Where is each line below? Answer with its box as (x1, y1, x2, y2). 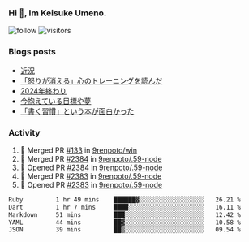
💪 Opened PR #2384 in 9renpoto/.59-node (19, 162, 163, 172)
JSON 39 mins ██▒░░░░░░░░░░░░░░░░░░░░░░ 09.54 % (8, 226, 242, 234)
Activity (8, 127, 41, 138)
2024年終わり (19, 85, 67, 96)
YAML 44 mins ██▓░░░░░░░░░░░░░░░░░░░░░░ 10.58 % (8, 218, 242, 227)
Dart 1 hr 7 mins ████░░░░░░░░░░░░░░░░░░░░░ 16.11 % (8, 203, 242, 211)
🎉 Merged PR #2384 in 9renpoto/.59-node (19, 153, 162, 163)
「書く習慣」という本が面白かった (19, 106, 135, 116)
